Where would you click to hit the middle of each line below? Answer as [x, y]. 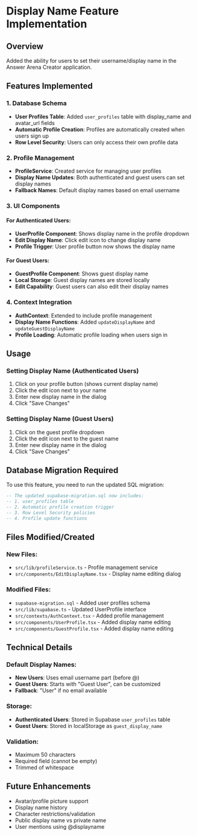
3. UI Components [33, 205]
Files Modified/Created [51, 537]
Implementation [47, 24]
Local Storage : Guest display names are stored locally [82, 280]
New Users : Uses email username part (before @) [77, 678]
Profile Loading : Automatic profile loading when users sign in [91, 335]
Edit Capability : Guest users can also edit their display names [92, 287]
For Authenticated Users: [39, 220]
